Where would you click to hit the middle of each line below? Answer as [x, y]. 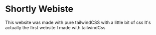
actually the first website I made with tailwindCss [55, 27]
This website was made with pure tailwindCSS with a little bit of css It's [78, 22]
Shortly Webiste [39, 9]
